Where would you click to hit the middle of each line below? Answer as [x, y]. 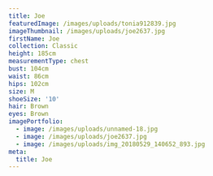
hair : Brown [28, 106]
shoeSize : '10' [34, 99]
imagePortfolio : [36, 122]
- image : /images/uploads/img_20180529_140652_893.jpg [111, 144]
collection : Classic [43, 46]
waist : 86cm [28, 76]
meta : [17, 152]
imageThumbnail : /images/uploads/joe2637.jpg [87, 31]
